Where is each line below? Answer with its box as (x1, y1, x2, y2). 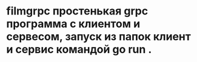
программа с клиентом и (6, 17, 141, 31)
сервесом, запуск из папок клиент (6, 30, 191, 43)
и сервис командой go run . (6, 43, 152, 57)
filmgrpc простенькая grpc (6, 4, 149, 18)
